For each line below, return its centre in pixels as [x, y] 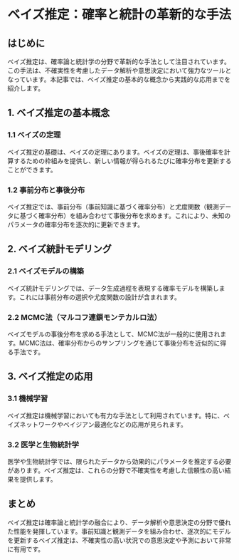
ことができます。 [32, 170]
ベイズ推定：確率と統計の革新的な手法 [119, 15]
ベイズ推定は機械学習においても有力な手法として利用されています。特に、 [116, 415]
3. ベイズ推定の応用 [50, 377]
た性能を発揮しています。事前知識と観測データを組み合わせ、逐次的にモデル [119, 531]
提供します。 [38, 479]
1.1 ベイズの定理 [34, 135]
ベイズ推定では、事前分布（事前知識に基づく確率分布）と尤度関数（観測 [113, 207]
